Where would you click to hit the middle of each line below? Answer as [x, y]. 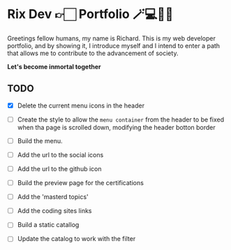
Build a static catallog [48, 225]
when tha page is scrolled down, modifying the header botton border [117, 127]
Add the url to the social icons [60, 154]
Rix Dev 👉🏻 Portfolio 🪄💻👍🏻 [90, 14]
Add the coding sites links [54, 211]
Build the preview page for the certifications [81, 183]
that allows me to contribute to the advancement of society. [93, 53]
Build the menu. [40, 140]
